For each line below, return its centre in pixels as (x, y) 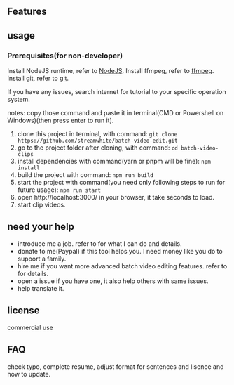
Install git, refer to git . (38, 78)
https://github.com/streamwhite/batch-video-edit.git (97, 141)
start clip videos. (41, 205)
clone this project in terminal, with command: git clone (97, 134)
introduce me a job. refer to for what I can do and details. (99, 243)
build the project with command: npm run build (85, 175)
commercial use (30, 327)
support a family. (42, 259)
